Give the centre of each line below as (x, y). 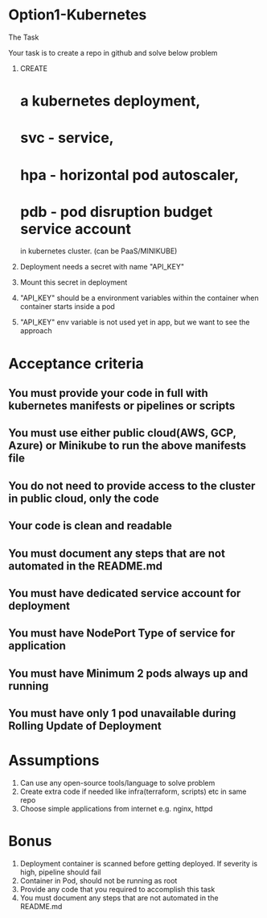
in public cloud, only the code (84, 498)
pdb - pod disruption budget (116, 212)
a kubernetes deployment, (110, 101)
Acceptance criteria (76, 363)
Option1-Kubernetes (78, 15)
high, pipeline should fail (60, 872)
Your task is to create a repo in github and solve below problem (113, 52)
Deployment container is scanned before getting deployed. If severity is (139, 864)
